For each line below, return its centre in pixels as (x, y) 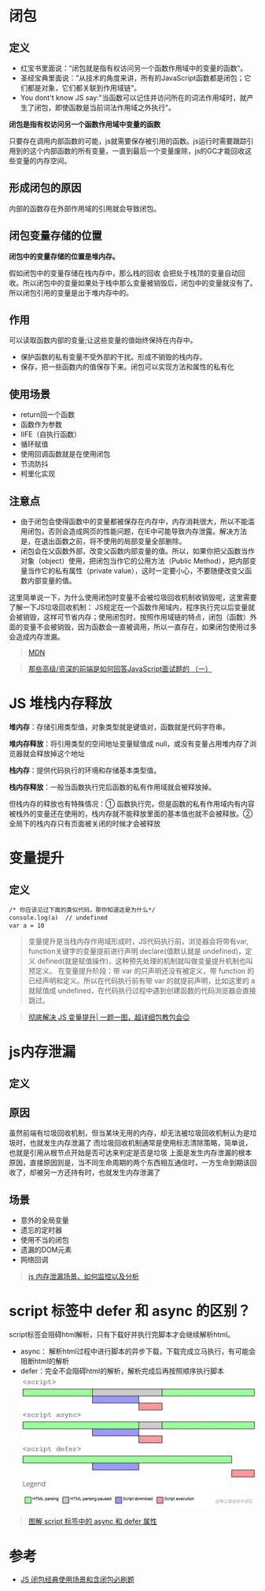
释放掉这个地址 (60, 753)
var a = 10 (27, 926)
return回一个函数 (48, 415)
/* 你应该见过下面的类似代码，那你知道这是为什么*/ (82, 910)
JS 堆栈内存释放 (61, 704)
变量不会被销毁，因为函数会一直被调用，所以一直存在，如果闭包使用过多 (140, 627)
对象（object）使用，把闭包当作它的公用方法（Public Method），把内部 (135, 561)
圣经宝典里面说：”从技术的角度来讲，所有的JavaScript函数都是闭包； (132, 78)
